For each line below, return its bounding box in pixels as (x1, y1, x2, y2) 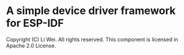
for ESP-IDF (6, 16, 64, 30)
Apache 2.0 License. (6, 42, 56, 49)
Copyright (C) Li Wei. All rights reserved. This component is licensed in (6, 36, 179, 43)
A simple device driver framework (6, 4, 176, 18)
